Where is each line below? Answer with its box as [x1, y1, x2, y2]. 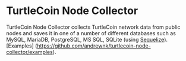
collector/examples [6, 48, 53, 55]
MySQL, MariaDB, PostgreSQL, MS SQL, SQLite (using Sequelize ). [6, 36, 168, 43]
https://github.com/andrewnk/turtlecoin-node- [36, 42, 151, 49]
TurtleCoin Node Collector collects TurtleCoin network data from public [6, 23, 181, 30]
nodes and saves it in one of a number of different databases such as [6, 29, 176, 36]
